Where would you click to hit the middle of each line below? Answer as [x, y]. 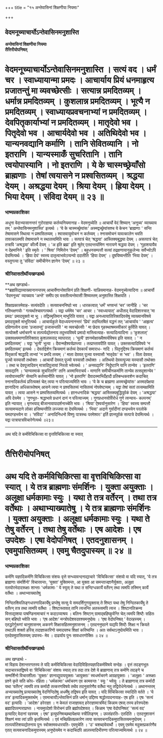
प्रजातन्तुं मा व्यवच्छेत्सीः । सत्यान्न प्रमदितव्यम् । [73, 91]
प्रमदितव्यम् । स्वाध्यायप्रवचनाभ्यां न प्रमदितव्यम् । [76, 112]
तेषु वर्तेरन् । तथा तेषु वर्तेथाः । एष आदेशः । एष [73, 529]
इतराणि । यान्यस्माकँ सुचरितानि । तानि [64, 154]
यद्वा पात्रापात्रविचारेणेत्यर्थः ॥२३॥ [30, 420]
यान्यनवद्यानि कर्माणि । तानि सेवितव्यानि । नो [72, 144]
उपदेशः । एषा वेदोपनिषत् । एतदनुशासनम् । [69, 540]
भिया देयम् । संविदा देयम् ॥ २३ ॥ [54, 197]
